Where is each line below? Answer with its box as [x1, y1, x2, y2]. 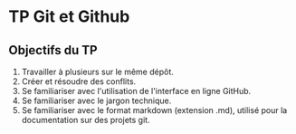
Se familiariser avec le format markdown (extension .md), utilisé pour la [21, 105, 288, 115]
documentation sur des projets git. [21, 115, 150, 125]
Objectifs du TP [8, 43, 98, 58]
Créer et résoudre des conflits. [21, 76, 137, 87]
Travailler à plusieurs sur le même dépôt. [21, 66, 174, 77]
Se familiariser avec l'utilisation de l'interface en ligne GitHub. [21, 86, 252, 96]
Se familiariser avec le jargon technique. [21, 95, 172, 106]
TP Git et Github [8, 6, 130, 27]
